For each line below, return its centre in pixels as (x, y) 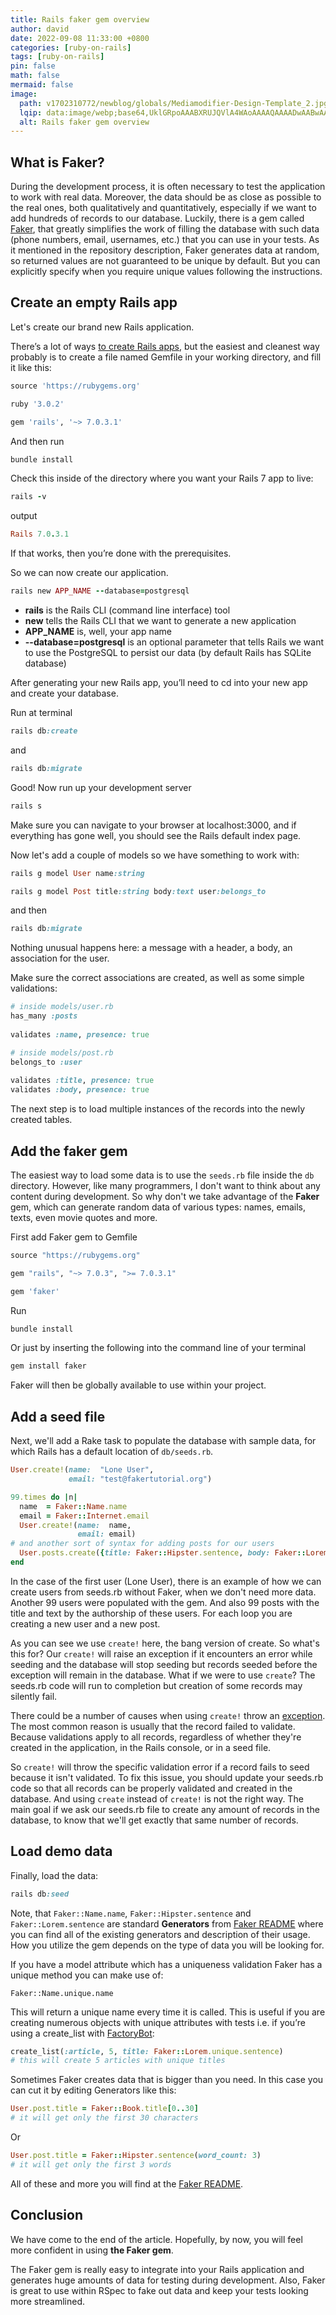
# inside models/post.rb (62, 1052)
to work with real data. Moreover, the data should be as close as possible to (166, 197)
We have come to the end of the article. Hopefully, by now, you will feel (156, 2239)
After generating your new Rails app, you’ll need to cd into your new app (159, 682)
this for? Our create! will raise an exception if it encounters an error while (161, 1653)
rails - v (28, 497)
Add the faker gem (69, 1151)
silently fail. (34, 1696)
